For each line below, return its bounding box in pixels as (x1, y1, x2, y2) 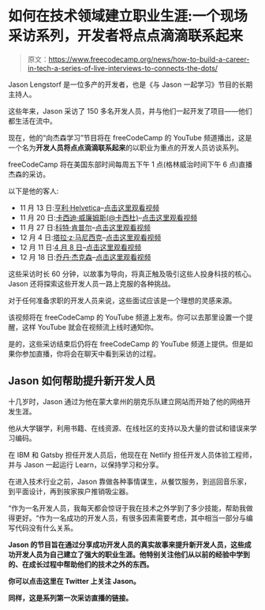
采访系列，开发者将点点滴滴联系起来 (8, 27, 244, 45)
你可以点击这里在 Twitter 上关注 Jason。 (8, 576, 140, 586)
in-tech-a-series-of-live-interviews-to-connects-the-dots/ (27, 63, 218, 73)
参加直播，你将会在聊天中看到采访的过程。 (21, 349, 160, 358)
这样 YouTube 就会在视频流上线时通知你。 (21, 322, 159, 331)
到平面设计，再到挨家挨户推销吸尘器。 (8, 486, 132, 496)
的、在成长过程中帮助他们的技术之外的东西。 (8, 559, 154, 569)
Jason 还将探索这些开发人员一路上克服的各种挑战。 (8, 279, 175, 288)
